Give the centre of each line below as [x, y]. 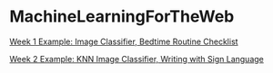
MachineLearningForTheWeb [122, 17]
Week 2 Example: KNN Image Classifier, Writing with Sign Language [136, 59]
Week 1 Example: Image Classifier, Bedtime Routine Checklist [124, 41]
